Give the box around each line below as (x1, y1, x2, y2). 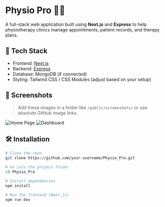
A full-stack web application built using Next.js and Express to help (5, 21, 147, 27)
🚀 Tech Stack (5, 47, 48, 55)
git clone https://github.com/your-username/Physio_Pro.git (5, 155, 136, 161)
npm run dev (5, 197, 30, 202)
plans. (5, 32, 18, 38)
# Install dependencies (5, 178, 56, 184)
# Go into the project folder (5, 164, 70, 170)
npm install (5, 183, 30, 188)
